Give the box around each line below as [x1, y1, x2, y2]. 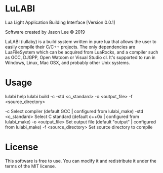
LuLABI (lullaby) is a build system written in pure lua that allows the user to [5, 38, 157, 45]
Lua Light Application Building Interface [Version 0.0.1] [5, 19, 115, 25]
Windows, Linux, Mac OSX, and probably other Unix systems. [5, 59, 130, 65]
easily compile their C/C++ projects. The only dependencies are [5, 44, 136, 50]
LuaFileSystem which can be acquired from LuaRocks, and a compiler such [5, 49, 159, 55]
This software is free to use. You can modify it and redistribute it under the [5, 158, 157, 164]
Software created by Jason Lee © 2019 [5, 29, 85, 35]
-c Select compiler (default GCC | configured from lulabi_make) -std [5, 108, 144, 114]
